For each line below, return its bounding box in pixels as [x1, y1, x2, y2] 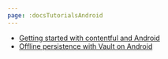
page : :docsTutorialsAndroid [7, 11, 103, 20]
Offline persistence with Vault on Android [18, 41, 153, 51]
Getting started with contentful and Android [18, 33, 161, 42]
